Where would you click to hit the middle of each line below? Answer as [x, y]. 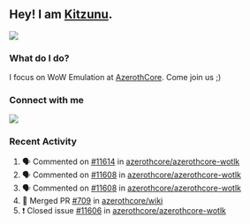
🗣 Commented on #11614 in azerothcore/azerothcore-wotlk [131, 161]
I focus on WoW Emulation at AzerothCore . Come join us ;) [115, 78]
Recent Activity [43, 142]
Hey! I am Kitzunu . [61, 15]
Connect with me [46, 101]
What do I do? [39, 58]
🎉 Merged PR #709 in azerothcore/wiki [92, 200]
